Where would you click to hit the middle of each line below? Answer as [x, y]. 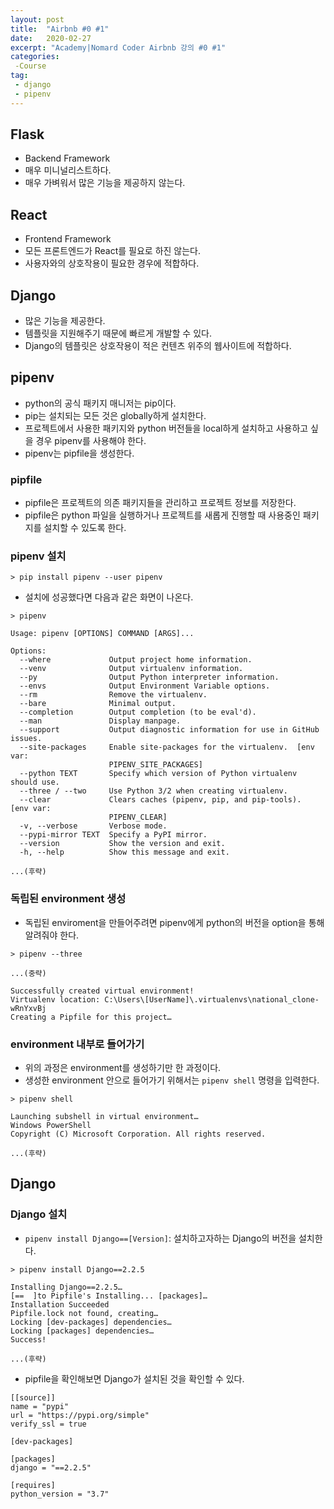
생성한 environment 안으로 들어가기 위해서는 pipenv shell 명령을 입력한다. [172, 1080]
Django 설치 [39, 1214]
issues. [26, 739]
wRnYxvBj [28, 1008]
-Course [30, 66]
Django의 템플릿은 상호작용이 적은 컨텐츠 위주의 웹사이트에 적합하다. [158, 346]
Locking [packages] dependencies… [82, 1331]
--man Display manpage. [100, 721]
